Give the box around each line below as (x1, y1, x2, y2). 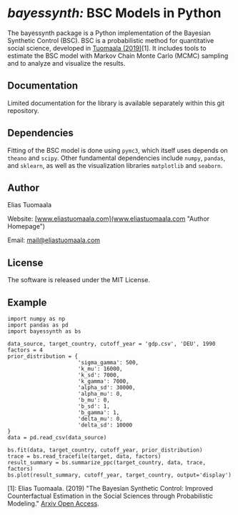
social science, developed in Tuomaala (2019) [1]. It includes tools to (7, 44, 207, 52)
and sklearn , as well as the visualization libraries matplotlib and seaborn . (7, 161, 223, 169)
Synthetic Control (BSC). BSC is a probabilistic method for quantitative (7, 36, 214, 44)
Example (7, 296, 47, 309)
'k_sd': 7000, (77, 371, 120, 379)
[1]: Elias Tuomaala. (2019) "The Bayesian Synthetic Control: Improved (7, 484, 213, 492)
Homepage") (7, 222, 45, 231)
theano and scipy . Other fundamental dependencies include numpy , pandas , (7, 154, 226, 162)
